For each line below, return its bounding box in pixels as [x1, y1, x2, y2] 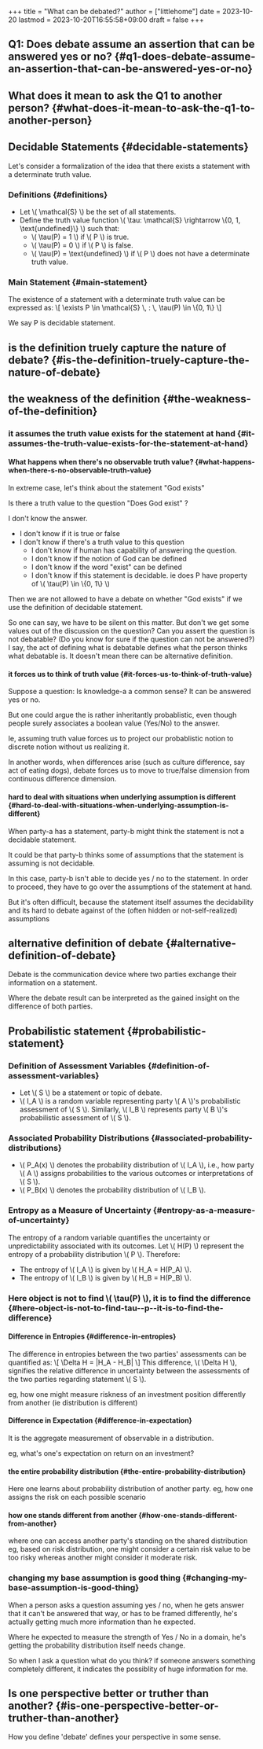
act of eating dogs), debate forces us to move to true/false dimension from [8, 766, 250, 775]
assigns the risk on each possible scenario [8, 1493, 147, 1502]
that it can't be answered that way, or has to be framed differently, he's [8, 1608, 238, 1618]
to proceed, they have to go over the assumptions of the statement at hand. [8, 882, 253, 891]
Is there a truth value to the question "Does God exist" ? [8, 498, 188, 508]
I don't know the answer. [8, 514, 88, 524]
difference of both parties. [8, 1001, 93, 1011]
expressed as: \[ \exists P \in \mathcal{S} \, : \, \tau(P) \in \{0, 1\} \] [8, 303, 222, 313]
